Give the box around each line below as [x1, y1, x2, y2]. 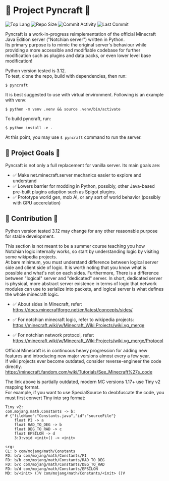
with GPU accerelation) [12, 199, 61, 206]
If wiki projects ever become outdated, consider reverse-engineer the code [5, 358, 161, 364]
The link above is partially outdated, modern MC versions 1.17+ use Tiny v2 [5, 379, 160, 385]
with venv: [5, 97, 27, 103]
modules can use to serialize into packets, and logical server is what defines [5, 286, 164, 292]
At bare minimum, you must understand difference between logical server [5, 259, 159, 265]
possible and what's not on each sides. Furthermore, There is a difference [5, 270, 159, 276]
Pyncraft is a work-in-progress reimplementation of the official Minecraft [5, 31, 156, 37]
